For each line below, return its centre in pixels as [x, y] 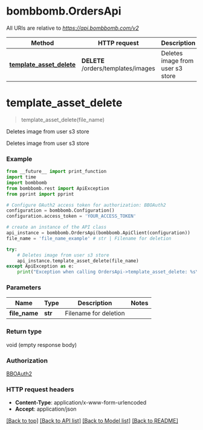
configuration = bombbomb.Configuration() [60, 210]
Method [43, 42]
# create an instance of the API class [56, 227]
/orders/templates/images [118, 68]
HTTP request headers [40, 389]
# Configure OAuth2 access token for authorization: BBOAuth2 [86, 205]
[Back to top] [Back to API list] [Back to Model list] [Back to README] [92, 421]
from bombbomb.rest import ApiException [58, 188]
